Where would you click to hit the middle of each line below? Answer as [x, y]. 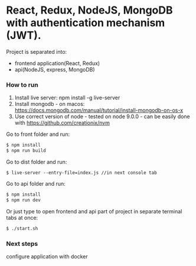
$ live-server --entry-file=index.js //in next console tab [82, 173]
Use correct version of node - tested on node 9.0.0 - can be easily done [102, 116]
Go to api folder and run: [36, 183]
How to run [22, 85]
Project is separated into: [37, 51]
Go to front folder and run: [38, 134]
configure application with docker [47, 256]
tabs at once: [22, 218]
